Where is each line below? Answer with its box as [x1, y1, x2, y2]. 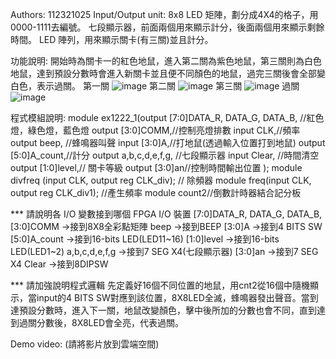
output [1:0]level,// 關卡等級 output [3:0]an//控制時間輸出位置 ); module [10, 162, 303, 173]
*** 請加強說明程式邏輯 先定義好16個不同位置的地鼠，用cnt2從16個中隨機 [10, 279, 311, 291]
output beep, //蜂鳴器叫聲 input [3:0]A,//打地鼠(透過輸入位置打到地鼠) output [10, 137, 326, 148]
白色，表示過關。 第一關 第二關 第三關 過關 [10, 80, 300, 92]
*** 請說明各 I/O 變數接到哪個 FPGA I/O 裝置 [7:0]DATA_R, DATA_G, [10, 208, 285, 220]
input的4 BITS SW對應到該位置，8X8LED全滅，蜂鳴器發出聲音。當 [36, 292, 310, 303]
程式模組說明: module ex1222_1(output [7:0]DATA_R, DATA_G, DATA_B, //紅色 [10, 112, 325, 123]
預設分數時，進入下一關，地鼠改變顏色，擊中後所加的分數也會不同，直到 [18, 304, 317, 316]
